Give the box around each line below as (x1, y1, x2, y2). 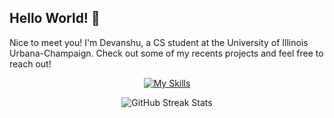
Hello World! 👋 (9, 10, 101, 27)
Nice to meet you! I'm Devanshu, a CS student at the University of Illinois (9, 36, 309, 48)
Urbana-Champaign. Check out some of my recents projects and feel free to (9, 47, 324, 59)
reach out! (9, 57, 52, 70)
